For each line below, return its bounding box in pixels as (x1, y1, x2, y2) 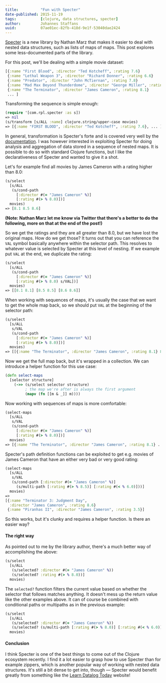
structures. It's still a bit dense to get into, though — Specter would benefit (5, 667, 157, 673)
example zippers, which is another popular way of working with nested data (5, 662, 160, 668)
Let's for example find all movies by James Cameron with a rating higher (5, 164, 153, 170)
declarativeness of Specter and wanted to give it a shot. (5, 154, 119, 160)
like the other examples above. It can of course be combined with (5, 596, 138, 602)
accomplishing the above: (5, 549, 58, 555)
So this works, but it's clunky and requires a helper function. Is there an (5, 516, 151, 522)
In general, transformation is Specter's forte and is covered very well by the (5, 133, 159, 139)
